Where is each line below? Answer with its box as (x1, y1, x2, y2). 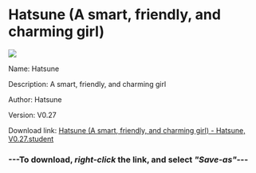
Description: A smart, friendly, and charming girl (8, 79, 167, 88)
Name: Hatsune (8, 64, 60, 73)
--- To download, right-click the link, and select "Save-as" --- (8, 154, 249, 165)
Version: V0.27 (8, 110, 57, 120)
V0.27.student (8, 134, 54, 144)
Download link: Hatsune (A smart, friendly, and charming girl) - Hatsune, (8, 125, 246, 135)
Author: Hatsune (8, 94, 62, 104)
